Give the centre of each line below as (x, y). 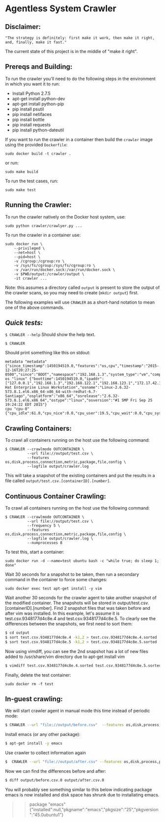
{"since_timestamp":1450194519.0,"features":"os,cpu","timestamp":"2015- (82, 366)
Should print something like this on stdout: (48, 353)
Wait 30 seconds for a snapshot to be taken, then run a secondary (72, 574)
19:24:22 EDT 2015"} (26, 405)
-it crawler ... (31, 278)
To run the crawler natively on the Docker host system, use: (66, 217)
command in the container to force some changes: (56, 580)
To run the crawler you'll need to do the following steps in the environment (80, 79)
